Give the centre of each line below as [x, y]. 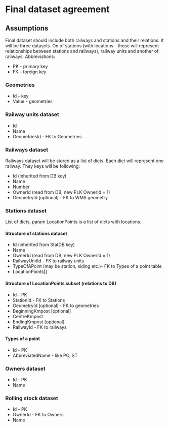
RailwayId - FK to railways [39, 327]
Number [21, 187]
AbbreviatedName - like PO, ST [45, 355]
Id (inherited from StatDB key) [44, 245]
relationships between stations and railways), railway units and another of [82, 51]
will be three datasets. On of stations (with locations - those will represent [82, 46]
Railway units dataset [32, 114]
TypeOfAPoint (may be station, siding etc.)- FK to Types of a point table [87, 266]
